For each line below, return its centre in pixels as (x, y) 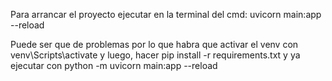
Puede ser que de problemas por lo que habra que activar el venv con (154, 44)
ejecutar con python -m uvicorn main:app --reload (114, 65)
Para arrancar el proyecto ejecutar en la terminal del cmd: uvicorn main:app (166, 14)
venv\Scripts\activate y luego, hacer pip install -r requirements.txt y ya (155, 55)
